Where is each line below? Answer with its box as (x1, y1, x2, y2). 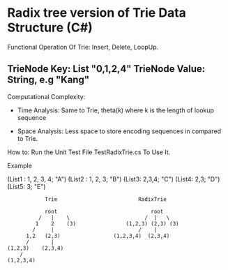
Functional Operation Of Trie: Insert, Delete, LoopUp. (7, 43, 159, 51)
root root (44, 208, 164, 215)
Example (7, 161, 33, 170)
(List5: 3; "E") (7, 182, 47, 190)
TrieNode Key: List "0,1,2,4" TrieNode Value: (7, 63, 206, 75)
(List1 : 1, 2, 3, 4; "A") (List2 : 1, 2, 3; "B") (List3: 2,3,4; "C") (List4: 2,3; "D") (7, 174, 220, 183)
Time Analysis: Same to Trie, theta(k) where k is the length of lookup (17, 106, 215, 114)
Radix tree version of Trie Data (7, 5, 187, 21)
